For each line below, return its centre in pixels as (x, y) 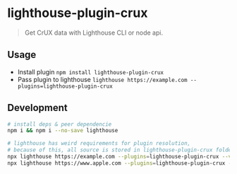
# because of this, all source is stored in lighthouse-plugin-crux (110, 150)
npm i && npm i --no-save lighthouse (63, 131)
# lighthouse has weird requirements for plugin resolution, (99, 144)
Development (38, 108)
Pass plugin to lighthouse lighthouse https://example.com (102, 79)
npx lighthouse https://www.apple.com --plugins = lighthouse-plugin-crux (116, 163)
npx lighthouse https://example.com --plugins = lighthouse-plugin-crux (113, 157)
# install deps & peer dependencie (60, 124)
